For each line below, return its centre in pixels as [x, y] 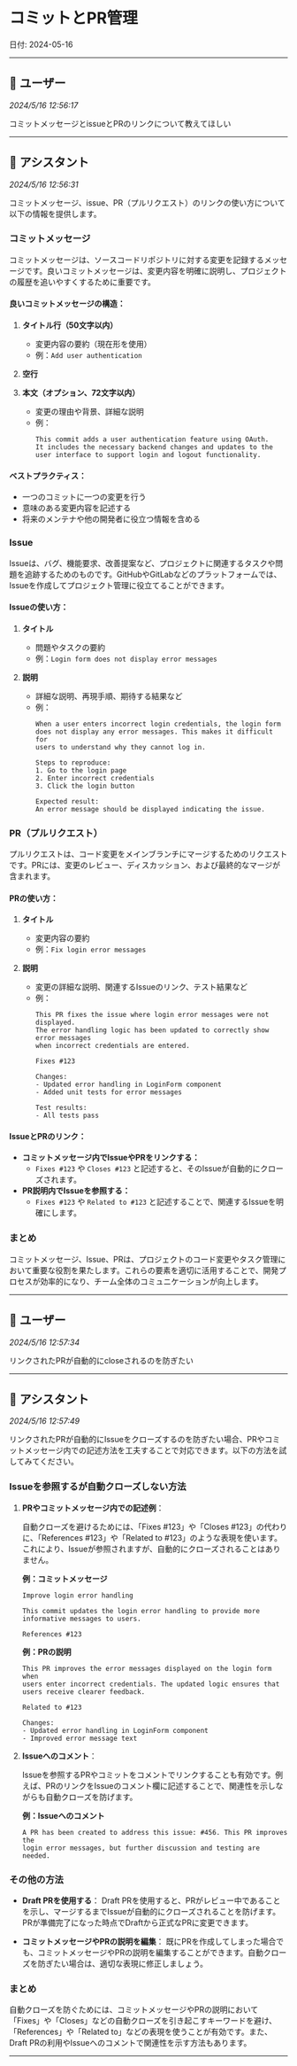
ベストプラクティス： [48, 476]
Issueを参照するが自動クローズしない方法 [98, 1487]
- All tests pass [67, 1116]
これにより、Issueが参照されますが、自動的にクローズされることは [143, 1549]
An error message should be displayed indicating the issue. [150, 809]
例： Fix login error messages [91, 950]
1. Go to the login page [81, 770]
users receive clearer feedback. [84, 1692]
